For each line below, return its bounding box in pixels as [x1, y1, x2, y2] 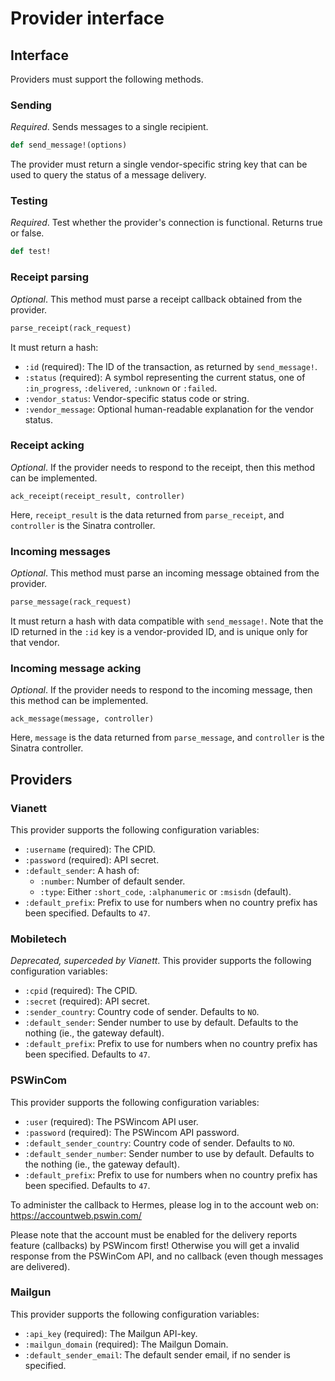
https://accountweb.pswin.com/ [10, 1209, 142, 1221]
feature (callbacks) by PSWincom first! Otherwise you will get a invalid [10, 1239, 300, 1251]
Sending [10, 98, 52, 112]
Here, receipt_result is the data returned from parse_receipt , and [10, 508, 285, 521]
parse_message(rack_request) [10, 597, 132, 607]
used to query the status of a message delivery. [10, 169, 207, 181]
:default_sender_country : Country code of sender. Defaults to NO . [24, 1137, 295, 1149]
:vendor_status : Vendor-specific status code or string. [24, 392, 250, 404]
